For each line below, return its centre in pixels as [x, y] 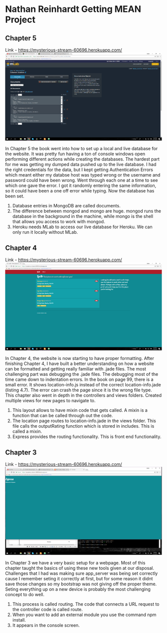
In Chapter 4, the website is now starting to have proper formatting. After [80, 359]
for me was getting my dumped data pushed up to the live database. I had [81, 165]
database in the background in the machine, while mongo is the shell [83, 216]
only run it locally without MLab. [45, 232]
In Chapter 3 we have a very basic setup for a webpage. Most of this [75, 563]
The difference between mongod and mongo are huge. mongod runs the [87, 211]
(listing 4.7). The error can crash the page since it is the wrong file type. [79, 390]
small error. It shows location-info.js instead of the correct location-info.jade [83, 385]
